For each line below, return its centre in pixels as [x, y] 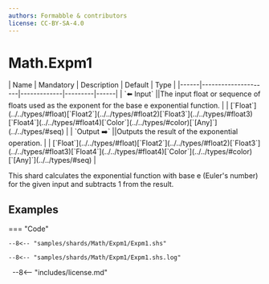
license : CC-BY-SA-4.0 [46, 23]
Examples [33, 209]
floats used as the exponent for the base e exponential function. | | [118, 106]
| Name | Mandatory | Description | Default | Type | [92, 85]
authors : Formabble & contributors [68, 16]
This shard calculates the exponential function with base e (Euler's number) [133, 176]
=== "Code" [29, 229]
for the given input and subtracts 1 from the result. [91, 185]
